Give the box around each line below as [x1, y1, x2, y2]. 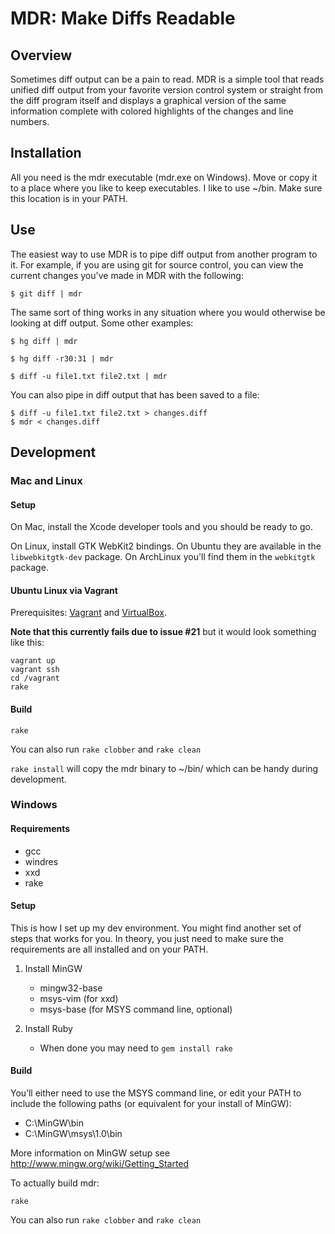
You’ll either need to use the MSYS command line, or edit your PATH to [10, 1087, 302, 1099]
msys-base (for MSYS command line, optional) [39, 1003, 233, 1015]
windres [24, 855, 59, 867]
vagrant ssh [10, 665, 60, 675]
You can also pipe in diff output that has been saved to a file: [10, 388, 260, 401]
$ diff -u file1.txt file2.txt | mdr [10, 371, 168, 381]
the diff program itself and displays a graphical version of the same [10, 95, 287, 106]
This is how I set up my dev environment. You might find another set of [10, 922, 302, 934]
